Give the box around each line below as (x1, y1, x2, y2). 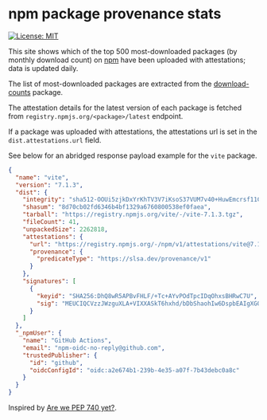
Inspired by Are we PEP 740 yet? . (8, 403, 118, 413)
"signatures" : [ (22, 277, 77, 285)
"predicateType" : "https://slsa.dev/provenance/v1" (37, 255, 212, 263)
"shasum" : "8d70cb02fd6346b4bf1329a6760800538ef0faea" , (22, 203, 212, 211)
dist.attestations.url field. (8, 135, 102, 144)
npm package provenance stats (8, 5, 222, 23)
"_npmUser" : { (15, 329, 62, 337)
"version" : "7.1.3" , (15, 181, 83, 189)
